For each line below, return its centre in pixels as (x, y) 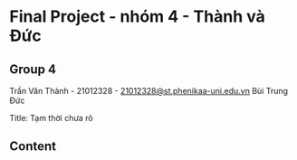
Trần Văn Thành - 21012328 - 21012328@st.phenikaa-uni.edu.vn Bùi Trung (148, 91)
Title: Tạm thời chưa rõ (51, 118)
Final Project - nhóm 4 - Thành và (137, 17)
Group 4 (33, 69)
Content (33, 146)
